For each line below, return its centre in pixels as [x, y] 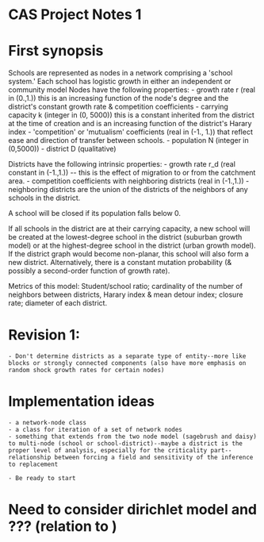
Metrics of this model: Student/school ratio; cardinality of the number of [126, 286]
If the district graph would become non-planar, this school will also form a [129, 254]
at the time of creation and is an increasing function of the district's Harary [130, 124]
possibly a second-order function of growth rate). [89, 271]
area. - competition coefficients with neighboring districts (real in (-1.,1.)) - [129, 181]
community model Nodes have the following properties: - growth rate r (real [132, 90]
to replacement [33, 464]
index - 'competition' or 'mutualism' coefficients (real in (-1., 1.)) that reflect [131, 132]
